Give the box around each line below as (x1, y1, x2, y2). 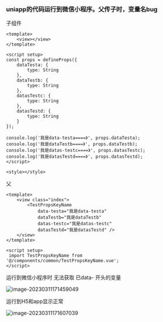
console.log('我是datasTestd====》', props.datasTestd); (6, 154, 143, 160)
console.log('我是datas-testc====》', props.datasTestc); (6, 148, 145, 154)
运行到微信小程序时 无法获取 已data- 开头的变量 (6, 274, 121, 281)
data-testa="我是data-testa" (37, 208, 107, 215)
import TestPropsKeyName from (8, 253, 83, 259)
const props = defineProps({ (6, 57, 77, 63)
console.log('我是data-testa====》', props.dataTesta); (6, 135, 141, 141)
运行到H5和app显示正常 (6, 298, 63, 305)
